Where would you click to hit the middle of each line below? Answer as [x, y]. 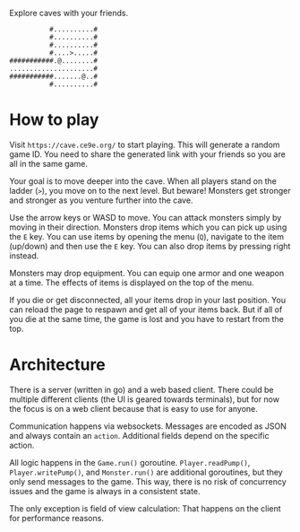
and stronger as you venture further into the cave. [101, 200]
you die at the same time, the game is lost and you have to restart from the [146, 318]
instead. [24, 256]
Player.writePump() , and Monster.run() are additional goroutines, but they [146, 472]
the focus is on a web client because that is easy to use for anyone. [133, 408]
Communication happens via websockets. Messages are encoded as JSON [148, 426]
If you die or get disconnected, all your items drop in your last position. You [148, 300]
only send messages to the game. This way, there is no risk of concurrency [148, 481]
